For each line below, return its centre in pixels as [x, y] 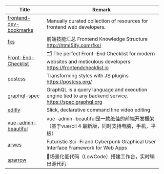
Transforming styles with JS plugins [87, 76]
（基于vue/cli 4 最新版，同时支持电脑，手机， [99, 126]
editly [14, 110]
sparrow [17, 160]
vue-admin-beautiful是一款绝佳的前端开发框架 [100, 119]
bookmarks [20, 30]
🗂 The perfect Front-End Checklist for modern [101, 54]
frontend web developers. [76, 27]
